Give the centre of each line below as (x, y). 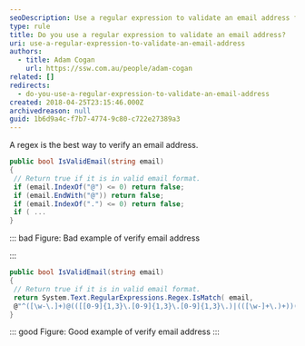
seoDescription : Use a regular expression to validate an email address (150, 18)
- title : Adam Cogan (56, 60)
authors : (26, 52)
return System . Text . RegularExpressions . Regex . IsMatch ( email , (133, 297)
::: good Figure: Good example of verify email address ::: (115, 331)
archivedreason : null (50, 111)
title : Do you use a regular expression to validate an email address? (148, 35)
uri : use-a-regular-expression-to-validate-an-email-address (128, 43)
